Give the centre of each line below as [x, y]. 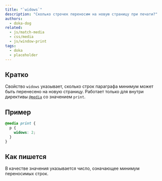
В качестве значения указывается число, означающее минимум [72, 168]
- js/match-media [27, 32]
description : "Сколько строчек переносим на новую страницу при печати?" [81, 14]
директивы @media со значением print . [45, 97]
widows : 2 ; [25, 132]
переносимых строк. [27, 174]
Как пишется [26, 157]
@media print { [20, 123]
